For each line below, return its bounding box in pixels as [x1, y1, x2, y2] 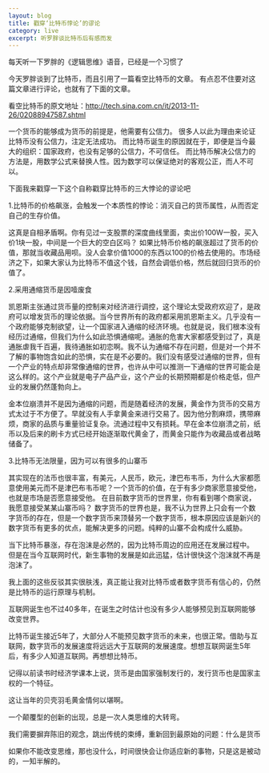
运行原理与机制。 [42, 587, 100, 597]
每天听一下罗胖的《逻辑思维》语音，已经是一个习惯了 [8, 57, 184, 66]
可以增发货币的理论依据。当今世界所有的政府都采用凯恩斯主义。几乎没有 [14, 312, 254, 321]
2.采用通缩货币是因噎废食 [8, 285, 92, 295]
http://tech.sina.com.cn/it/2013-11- [85, 101, 199, 111]
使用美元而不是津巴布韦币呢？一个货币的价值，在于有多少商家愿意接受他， [14, 483, 261, 493]
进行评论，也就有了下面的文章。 [29, 84, 134, 94]
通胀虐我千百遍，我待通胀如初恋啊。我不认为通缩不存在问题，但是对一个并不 [8, 342, 261, 352]
